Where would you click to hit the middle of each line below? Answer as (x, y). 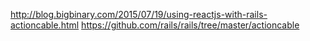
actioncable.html (45, 25)
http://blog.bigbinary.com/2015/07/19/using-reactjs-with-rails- (139, 14)
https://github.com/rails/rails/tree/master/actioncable (190, 25)
